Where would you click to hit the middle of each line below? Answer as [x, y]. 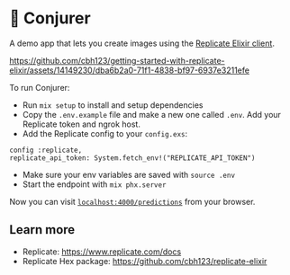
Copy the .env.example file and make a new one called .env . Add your [152, 114]
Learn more [42, 230]
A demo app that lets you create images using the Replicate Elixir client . [142, 43]
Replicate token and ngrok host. [82, 124]
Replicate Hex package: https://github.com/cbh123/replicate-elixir [145, 261]
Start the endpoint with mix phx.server [94, 184]
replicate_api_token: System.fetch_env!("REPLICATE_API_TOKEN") [132, 158]
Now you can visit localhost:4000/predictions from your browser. [132, 201]
